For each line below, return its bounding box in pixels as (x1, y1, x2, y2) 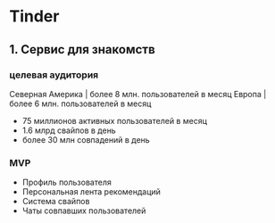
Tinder (9, 6, 60, 27)
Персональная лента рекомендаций (21, 186, 161, 197)
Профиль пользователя (21, 177, 112, 188)
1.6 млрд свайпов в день (21, 125, 116, 136)
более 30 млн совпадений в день (21, 134, 150, 145)
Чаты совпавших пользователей (21, 205, 146, 216)
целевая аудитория (9, 69, 99, 81)
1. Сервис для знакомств (9, 42, 156, 57)
